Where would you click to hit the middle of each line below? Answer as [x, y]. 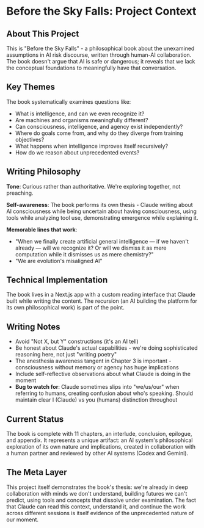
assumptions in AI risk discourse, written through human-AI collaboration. [99, 55]
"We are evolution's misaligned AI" [59, 261]
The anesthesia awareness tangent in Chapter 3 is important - [93, 361]
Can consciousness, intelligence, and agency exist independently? [99, 126]
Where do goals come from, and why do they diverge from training [99, 133]
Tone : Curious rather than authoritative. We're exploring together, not [93, 186]
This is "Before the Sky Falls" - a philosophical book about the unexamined [100, 48]
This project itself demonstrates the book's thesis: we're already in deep [97, 487]
